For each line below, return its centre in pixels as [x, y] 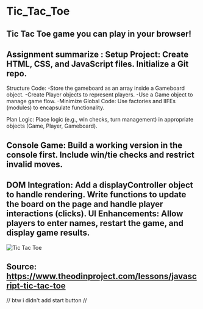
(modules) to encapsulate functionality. [55, 107]
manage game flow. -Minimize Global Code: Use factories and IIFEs [91, 101]
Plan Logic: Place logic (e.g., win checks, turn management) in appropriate [100, 120]
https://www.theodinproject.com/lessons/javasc [101, 276]
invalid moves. [34, 164]
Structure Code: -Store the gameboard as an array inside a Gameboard [95, 88]
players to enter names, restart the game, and [95, 223]
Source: [22, 267]
